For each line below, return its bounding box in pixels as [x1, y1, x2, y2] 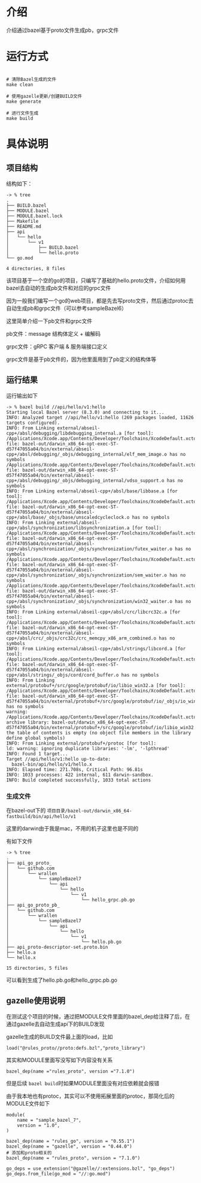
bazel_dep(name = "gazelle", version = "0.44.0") [6, 1143, 133, 1149]
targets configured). [6, 420, 60, 426]
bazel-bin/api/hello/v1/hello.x [11, 761, 93, 767]
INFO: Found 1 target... [6, 751, 68, 757]
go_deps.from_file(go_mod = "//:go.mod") [6, 1170, 111, 1177]
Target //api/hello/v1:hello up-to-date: [6, 756, 111, 762]
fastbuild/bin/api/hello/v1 [6, 813, 77, 820]
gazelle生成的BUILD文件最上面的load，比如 [6, 1033, 113, 1040]
